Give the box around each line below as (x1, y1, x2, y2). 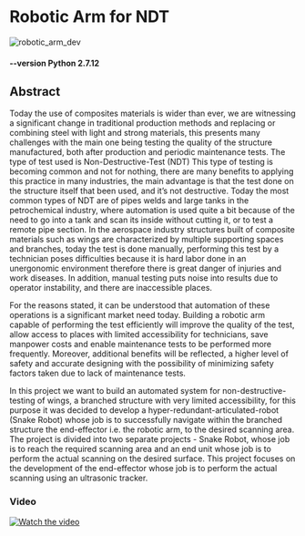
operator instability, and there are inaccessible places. (9, 283, 212, 294)
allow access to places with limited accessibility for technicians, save (9, 329, 269, 340)
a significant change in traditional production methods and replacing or (9, 118, 276, 129)
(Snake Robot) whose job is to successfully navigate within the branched (9, 415, 283, 426)
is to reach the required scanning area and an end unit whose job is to (9, 444, 271, 455)
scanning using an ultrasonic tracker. (9, 472, 148, 484)
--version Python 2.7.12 (9, 57, 100, 68)
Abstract (9, 84, 61, 99)
